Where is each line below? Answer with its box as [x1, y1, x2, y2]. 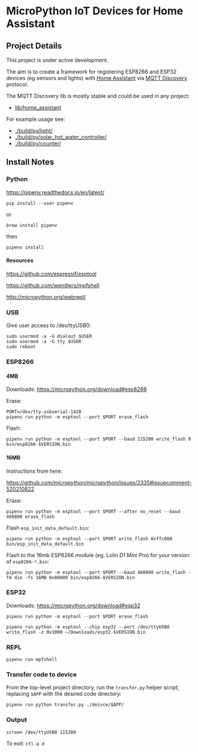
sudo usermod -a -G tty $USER [6, 339, 82, 345]
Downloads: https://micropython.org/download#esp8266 [6, 386, 147, 393]
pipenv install [6, 244, 44, 250]
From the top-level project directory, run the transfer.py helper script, [6, 684, 179, 691]
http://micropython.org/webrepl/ [6, 293, 86, 300]
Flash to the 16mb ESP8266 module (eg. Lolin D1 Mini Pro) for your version [6, 551, 190, 558]
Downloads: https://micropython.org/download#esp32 [6, 602, 141, 609]
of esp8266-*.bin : [6, 558, 50, 565]
